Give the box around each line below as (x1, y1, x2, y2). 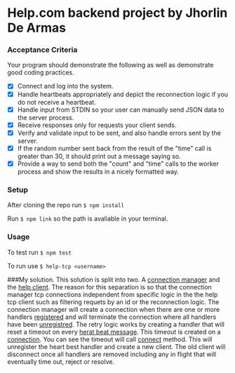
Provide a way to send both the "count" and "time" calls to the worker (17, 159, 220, 168)
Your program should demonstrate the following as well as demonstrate (7, 61, 214, 70)
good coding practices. (7, 68, 75, 77)
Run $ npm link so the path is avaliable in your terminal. (7, 214, 168, 223)
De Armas (7, 20, 67, 36)
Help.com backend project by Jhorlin (7, 5, 228, 21)
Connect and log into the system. (17, 82, 114, 91)
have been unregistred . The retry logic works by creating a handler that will (7, 320, 224, 328)
